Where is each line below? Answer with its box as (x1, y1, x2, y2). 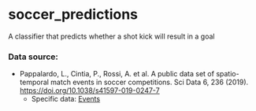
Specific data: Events (31, 94, 101, 104)
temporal (19, 77, 50, 87)
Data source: (8, 51, 59, 62)
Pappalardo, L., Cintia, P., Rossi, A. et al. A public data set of (19, 69, 215, 79)
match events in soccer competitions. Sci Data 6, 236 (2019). (50, 77, 249, 87)
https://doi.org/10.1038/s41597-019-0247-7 (19, 86, 160, 95)
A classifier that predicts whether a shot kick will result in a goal (8, 31, 215, 41)
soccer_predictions (8, 6, 139, 24)
